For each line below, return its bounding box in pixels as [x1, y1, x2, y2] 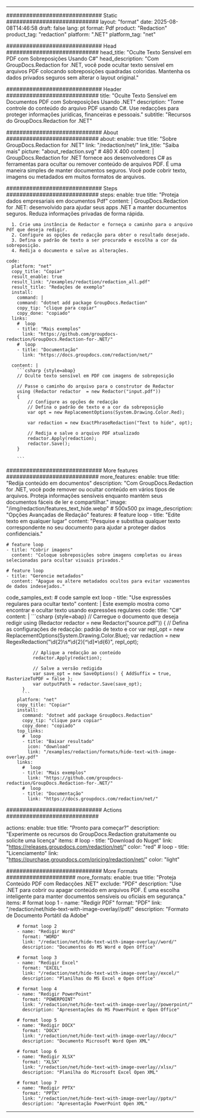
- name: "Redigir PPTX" [17, 1085, 76, 1091]
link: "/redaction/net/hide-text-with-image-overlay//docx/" [21, 1033, 177, 1039]
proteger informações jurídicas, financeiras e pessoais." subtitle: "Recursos [6, 111, 192, 118]
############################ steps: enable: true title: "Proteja [6, 191, 179, 198]
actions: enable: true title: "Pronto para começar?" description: [6, 824, 160, 831]
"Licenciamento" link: [6, 850, 59, 856]
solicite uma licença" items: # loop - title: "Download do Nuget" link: [6, 837, 173, 844]
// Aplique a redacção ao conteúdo [32, 650, 121, 656]
